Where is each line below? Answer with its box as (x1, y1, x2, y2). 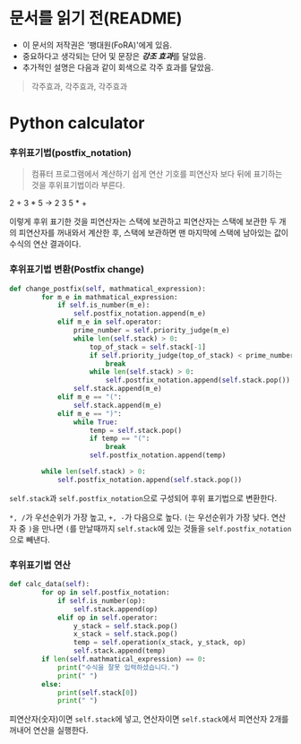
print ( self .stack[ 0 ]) (56, 688, 139, 697)
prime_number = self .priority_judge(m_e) (73, 326, 230, 335)
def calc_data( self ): (9, 580, 90, 589)
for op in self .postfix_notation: (41, 588, 170, 597)
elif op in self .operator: (56, 613, 159, 622)
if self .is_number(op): (56, 596, 146, 605)
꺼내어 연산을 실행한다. (9, 725, 89, 736)
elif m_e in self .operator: (56, 317, 163, 327)
